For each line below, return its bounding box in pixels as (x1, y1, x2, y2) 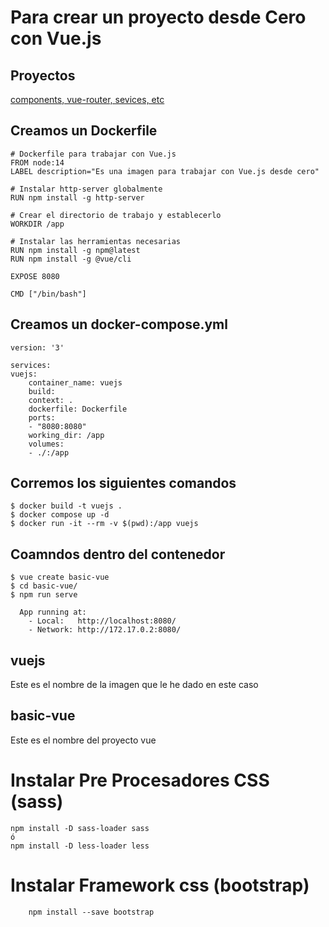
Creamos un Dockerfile (10, 122, 158, 140)
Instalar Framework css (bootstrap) (10, 874, 310, 896)
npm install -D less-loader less (10, 841, 150, 851)
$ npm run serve (10, 590, 78, 600)
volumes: (28, 439, 65, 449)
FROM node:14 (10, 157, 65, 168)
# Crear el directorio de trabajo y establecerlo (10, 210, 222, 220)
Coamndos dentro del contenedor (10, 546, 226, 563)
